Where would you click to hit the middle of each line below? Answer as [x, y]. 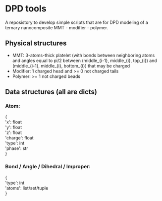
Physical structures [36, 43]
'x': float [14, 122]
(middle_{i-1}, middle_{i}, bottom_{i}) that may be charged [71, 66]
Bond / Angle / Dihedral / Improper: [48, 167]
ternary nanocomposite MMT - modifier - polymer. [57, 27]
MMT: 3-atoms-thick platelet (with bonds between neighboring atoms [83, 55]
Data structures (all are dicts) [51, 92]
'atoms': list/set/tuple [27, 188]
